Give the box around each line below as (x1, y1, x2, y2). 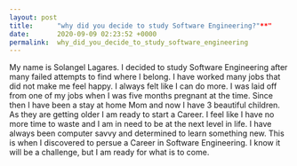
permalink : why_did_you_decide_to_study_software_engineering (9, 37, 249, 47)
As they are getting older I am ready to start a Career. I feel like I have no (9, 109, 275, 120)
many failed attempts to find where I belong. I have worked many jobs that (9, 72, 281, 83)
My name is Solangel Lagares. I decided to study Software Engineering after (9, 62, 288, 73)
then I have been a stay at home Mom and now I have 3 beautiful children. (9, 99, 280, 111)
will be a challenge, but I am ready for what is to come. (9, 147, 210, 158)
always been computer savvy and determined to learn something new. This (9, 128, 285, 138)
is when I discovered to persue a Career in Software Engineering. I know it (9, 138, 281, 148)
